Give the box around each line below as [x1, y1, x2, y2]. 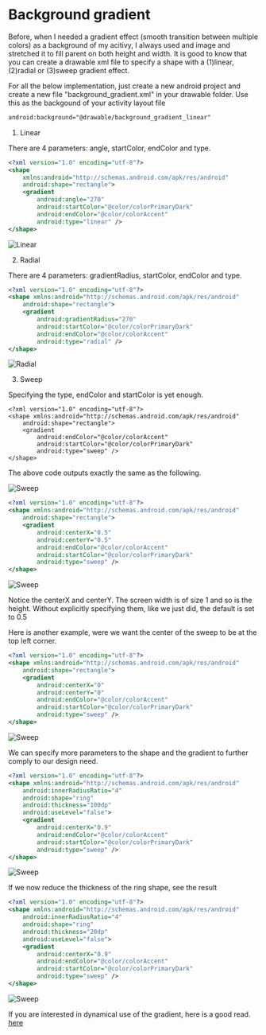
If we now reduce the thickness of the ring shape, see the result [8, 883, 218, 893]
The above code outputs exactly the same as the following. [8, 468, 202, 478]
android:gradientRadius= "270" [37, 316, 137, 324]
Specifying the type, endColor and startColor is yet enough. [8, 390, 204, 399]
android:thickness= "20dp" [22, 928, 109, 936]
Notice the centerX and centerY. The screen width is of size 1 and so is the [8, 595, 253, 605]
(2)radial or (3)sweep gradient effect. [8, 65, 129, 75]
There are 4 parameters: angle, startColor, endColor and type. [8, 143, 211, 153]
